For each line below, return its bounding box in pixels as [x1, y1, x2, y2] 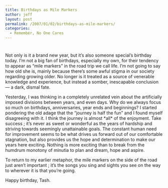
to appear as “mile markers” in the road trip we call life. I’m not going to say [5, 63, 161, 69]
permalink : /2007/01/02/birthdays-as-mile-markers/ [5, 21, 115, 27]
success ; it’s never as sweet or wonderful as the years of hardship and [5, 121, 152, 127]
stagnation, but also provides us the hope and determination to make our [5, 136, 155, 143]
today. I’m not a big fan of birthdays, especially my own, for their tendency [5, 58, 159, 64]
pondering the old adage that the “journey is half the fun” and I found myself [5, 110, 163, 116]
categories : [5, 26, 30, 31]
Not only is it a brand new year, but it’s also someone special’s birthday [5, 52, 152, 58]
